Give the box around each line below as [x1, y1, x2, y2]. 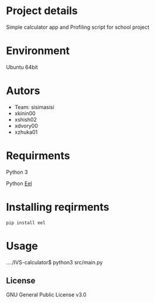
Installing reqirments [6, 200, 109, 214]
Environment [6, 44, 70, 58]
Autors [6, 84, 40, 97]
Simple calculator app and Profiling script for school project [6, 23, 150, 31]
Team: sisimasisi [14, 103, 54, 110]
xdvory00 [14, 122, 38, 129]
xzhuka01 [14, 128, 38, 136]
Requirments [6, 149, 70, 162]
